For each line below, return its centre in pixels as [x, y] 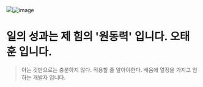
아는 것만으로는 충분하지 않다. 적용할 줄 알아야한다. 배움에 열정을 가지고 [106, 69]
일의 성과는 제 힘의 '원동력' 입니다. [87, 37]
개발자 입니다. [49, 77]
